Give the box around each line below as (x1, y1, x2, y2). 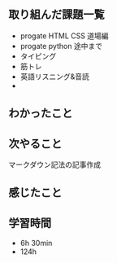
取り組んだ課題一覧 (8, 7, 105, 22)
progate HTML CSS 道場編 (19, 31, 109, 41)
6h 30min (19, 239, 53, 248)
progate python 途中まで (19, 41, 103, 50)
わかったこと (8, 107, 73, 121)
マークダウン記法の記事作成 (8, 160, 102, 169)
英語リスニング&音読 (19, 72, 89, 81)
